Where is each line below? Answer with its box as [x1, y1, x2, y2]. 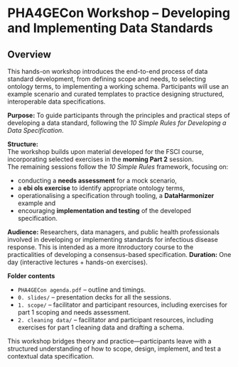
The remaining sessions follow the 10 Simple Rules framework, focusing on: [7, 163, 229, 171]
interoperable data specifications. [7, 97, 106, 106]
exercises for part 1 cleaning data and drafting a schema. [17, 323, 185, 332]
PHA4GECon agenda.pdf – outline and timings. [17, 285, 146, 294]
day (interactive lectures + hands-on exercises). [7, 258, 148, 266]
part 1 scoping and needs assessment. [17, 308, 131, 317]
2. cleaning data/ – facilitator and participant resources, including [17, 316, 214, 324]
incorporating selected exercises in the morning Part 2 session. [7, 155, 194, 163]
